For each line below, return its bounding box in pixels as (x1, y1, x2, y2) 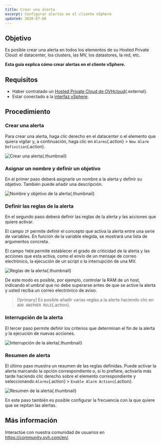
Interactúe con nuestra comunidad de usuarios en (5, 429, 105, 435)
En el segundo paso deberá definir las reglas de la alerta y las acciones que (5, 214, 156, 220)
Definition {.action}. (5, 144, 46, 149)
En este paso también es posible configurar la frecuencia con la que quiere (5, 397, 155, 403)
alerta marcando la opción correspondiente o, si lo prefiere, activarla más (5, 368, 152, 374)
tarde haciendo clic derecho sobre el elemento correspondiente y (5, 373, 136, 379)
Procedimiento (5, 108, 51, 116)
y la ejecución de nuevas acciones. (5, 330, 75, 336)
